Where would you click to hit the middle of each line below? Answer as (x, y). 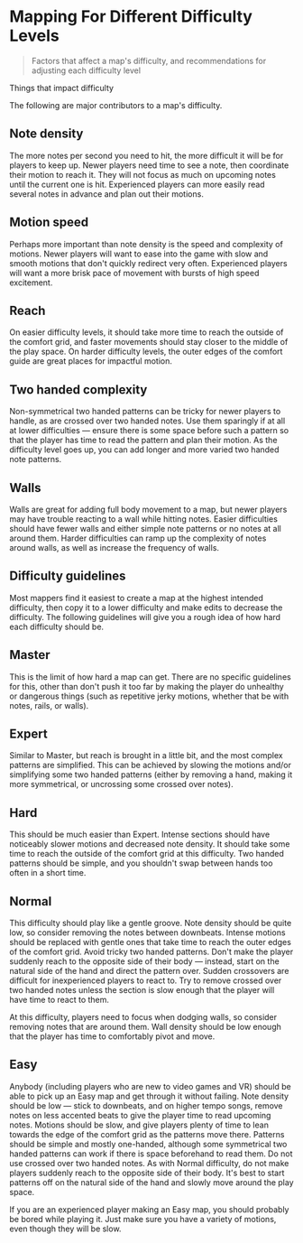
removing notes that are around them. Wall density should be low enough (146, 1027)
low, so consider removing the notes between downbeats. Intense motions (147, 932)
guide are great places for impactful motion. (91, 361)
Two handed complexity (78, 390)
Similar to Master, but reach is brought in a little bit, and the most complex (146, 756)
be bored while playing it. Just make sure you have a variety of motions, (143, 1219)
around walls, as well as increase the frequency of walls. (114, 547)
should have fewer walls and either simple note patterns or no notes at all (145, 529)
